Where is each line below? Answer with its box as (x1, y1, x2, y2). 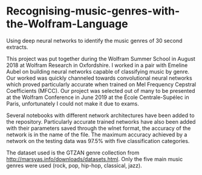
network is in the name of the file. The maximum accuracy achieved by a (6, 131, 187, 138)
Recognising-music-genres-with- (6, 4, 180, 18)
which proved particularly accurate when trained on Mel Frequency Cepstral (6, 80, 197, 88)
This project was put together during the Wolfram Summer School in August (6, 55, 195, 62)
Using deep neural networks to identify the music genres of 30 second (6, 37, 183, 44)
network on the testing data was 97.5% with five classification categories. (6, 137, 190, 144)
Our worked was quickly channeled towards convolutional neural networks (6, 74, 192, 81)
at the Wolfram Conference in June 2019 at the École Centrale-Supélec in (6, 94, 189, 101)
